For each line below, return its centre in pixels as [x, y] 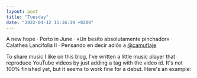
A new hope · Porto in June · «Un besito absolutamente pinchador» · [89, 39]
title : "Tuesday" [28, 17]
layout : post [22, 11]
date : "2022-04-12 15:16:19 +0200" [50, 22]
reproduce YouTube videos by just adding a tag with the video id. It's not [95, 63]
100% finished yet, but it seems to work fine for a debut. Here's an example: [99, 69]
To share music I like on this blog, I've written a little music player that [91, 57]
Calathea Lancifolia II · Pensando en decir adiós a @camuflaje [81, 45]
